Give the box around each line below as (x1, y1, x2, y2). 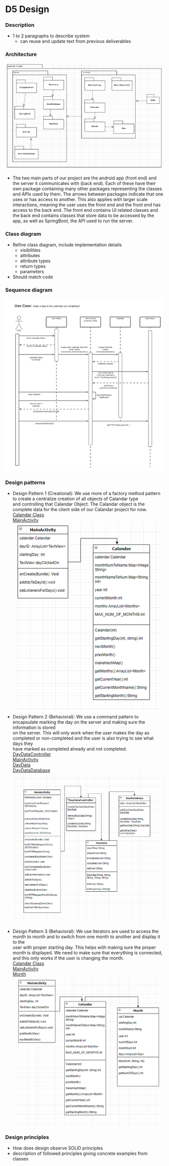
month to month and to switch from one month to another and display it (12, 934, 160, 940)
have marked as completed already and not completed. (12, 746, 127, 752)
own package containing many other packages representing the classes (12, 186, 162, 192)
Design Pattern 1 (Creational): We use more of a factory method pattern (12, 490, 161, 497)
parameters (20, 268, 44, 274)
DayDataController (12, 751, 51, 757)
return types (20, 263, 46, 269)
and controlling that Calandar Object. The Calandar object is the (12, 501, 145, 507)
